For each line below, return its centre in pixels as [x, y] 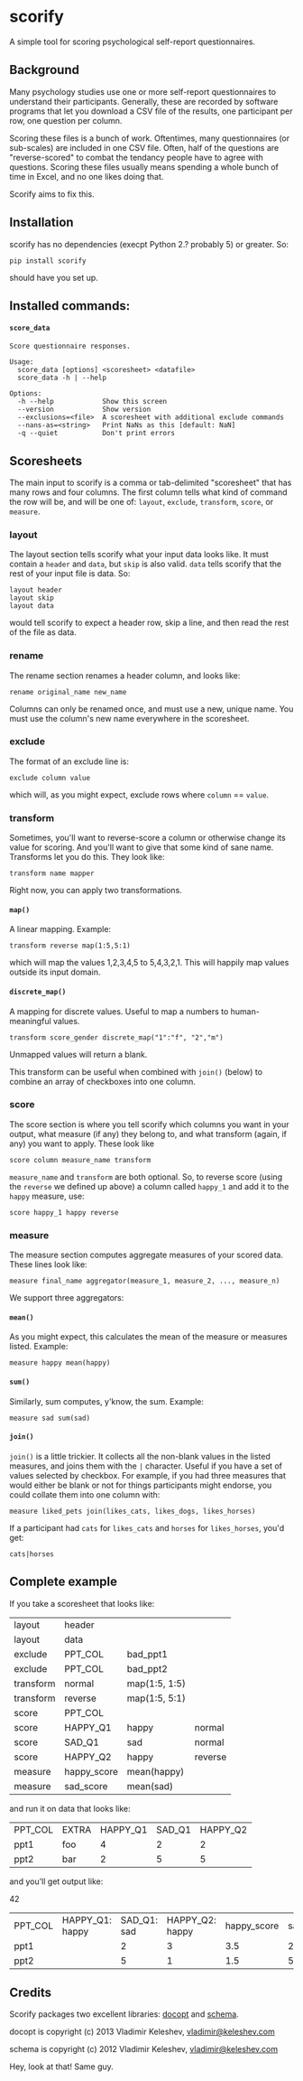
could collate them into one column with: [85, 1494]
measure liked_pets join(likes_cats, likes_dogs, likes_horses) [133, 1511]
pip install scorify [48, 261]
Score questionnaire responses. [70, 346]
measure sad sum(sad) [50, 1418]
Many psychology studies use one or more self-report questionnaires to [143, 91]
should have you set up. [54, 277]
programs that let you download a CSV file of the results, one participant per [151, 111]
